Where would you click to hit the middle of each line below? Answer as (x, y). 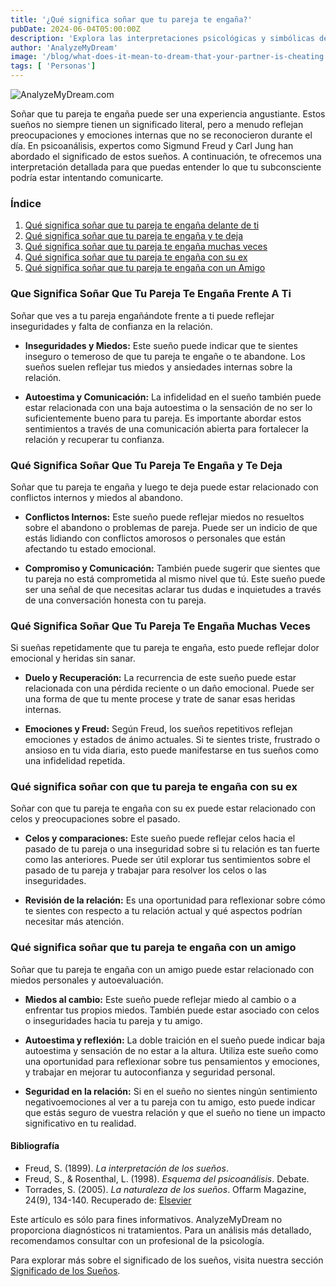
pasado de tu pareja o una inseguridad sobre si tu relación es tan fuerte (172, 849)
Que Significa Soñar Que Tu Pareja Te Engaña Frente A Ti (151, 294)
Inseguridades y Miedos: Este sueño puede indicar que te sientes (161, 345)
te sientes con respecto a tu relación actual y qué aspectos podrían (163, 911)
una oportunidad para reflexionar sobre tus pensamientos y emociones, (172, 1061)
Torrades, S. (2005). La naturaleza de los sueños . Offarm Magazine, (165, 1189)
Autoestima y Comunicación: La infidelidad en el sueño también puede (173, 397)
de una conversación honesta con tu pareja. (115, 600)
